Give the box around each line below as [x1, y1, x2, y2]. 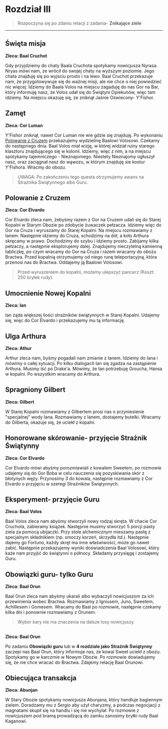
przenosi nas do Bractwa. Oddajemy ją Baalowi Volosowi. [5, 260, 123, 266]
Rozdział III [5, 4, 51, 15]
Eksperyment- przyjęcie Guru [5, 496, 100, 504]
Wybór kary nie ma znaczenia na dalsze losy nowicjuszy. [17, 619, 135, 625]
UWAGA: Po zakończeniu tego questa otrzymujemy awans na [17, 174, 144, 180]
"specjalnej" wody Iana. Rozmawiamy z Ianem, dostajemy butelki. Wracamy [5, 414, 161, 420]
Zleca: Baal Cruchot [5, 53, 47, 59]
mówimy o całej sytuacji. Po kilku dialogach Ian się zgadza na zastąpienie [5, 360, 156, 366]
